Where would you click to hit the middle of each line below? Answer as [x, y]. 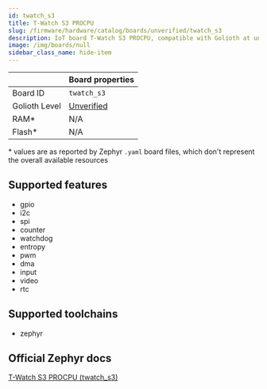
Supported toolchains [63, 314]
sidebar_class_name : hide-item [60, 53]
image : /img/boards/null [49, 45]
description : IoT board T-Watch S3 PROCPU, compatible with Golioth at [129, 38]
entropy [33, 246]
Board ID [29, 93]
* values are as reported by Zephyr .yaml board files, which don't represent [132, 151]
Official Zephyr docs [60, 358]
